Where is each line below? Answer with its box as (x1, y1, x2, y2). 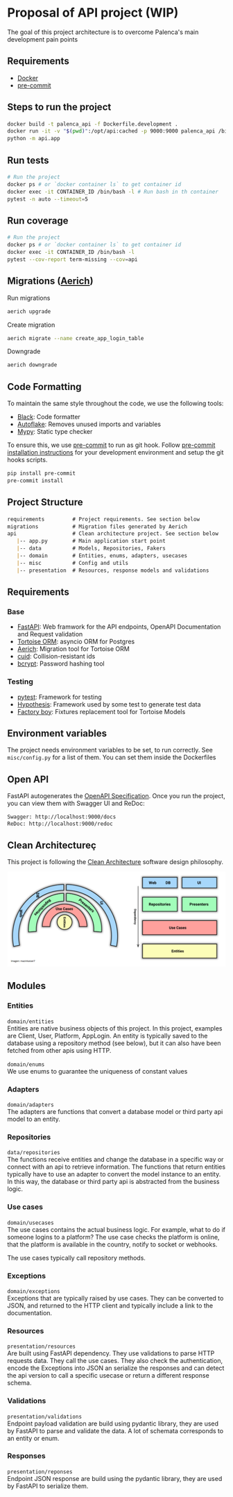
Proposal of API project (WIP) (7, 5, 179, 21)
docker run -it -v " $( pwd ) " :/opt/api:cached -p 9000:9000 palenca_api (7, 128, 216, 135)
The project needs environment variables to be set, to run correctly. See (7, 746, 213, 754)
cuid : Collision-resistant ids (17, 652, 96, 661)
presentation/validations (7, 1413, 82, 1420)
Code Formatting (7, 380, 82, 393)
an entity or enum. (7, 1434, 60, 1442)
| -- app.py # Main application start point (16, 538, 166, 545)
